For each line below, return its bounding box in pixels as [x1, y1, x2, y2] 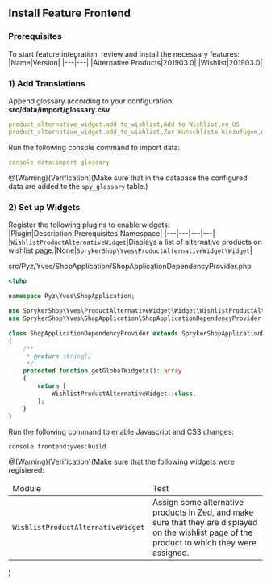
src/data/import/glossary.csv [8, 104, 110, 114]
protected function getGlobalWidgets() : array [23, 367, 182, 375]
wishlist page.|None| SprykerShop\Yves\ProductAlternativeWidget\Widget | [8, 246, 252, 255]
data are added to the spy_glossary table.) [8, 181, 148, 191]
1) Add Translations [8, 78, 86, 89]
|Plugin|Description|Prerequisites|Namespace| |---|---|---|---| [8, 228, 215, 238]
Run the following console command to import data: [8, 142, 181, 152]
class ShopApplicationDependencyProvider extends [8, 330, 179, 338]
